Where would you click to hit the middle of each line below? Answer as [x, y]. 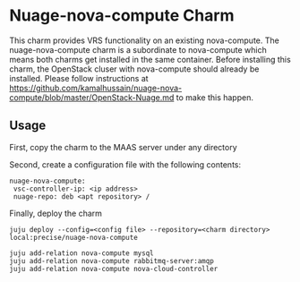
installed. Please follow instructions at [79, 78]
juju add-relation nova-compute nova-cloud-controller [114, 269]
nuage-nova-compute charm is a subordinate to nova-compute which [138, 49]
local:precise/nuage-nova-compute [74, 237]
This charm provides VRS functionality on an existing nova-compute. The [144, 40]
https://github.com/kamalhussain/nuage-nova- [95, 88]
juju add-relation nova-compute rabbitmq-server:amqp [112, 261]
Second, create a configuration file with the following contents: [125, 164]
